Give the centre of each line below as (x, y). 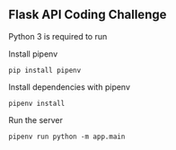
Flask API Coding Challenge (88, 15)
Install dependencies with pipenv (70, 87)
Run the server (36, 119)
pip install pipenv (45, 70)
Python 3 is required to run (58, 36)
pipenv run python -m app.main (67, 137)
